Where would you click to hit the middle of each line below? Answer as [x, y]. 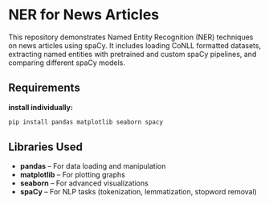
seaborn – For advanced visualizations [84, 183]
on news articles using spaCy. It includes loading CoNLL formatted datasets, [135, 45]
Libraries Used [45, 147]
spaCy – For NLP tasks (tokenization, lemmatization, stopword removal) [138, 192]
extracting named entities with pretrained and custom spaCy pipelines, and [132, 54]
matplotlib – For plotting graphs [73, 175]
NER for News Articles [84, 15]
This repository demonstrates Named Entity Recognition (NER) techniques [131, 37]
